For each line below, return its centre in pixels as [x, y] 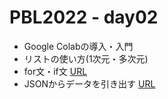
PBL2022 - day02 [84, 17]
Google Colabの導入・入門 [78, 46]
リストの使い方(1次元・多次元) [86, 58]
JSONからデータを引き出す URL [89, 83]
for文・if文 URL [55, 71]
